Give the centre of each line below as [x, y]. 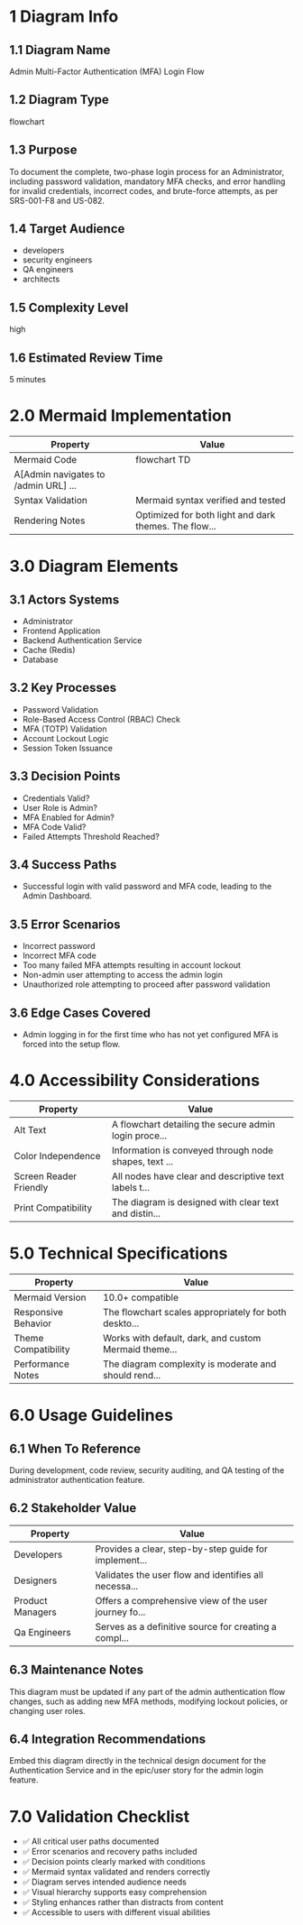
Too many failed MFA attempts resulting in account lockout [132, 965]
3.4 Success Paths [63, 865]
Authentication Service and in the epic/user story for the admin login [137, 1771]
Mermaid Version [50, 1297]
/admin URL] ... [45, 486]
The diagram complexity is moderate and [189, 1364]
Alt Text [30, 1130]
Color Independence [57, 1156]
